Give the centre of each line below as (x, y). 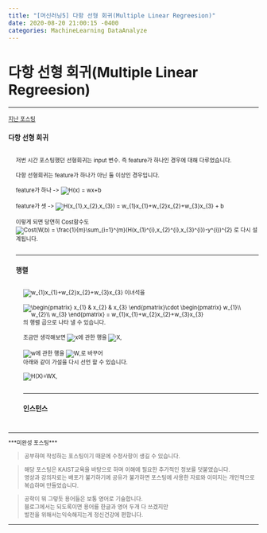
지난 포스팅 (22, 119)
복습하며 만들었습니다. (52, 486)
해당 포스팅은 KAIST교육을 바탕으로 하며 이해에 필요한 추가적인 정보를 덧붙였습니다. (127, 470)
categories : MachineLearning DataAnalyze (78, 30)
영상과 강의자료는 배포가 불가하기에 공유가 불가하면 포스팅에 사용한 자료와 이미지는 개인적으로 (139, 478)
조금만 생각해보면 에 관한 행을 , (72, 337)
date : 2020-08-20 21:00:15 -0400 (64, 23)
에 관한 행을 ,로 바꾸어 (69, 353)
